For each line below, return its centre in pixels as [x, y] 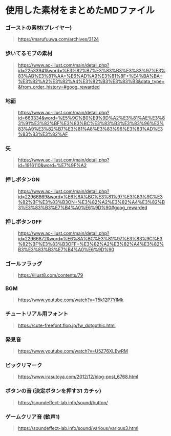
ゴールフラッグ [24, 263]
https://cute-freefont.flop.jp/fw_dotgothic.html [67, 325]
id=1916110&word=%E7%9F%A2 [52, 165]
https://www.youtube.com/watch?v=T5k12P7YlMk [71, 300]
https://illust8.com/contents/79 [50, 275]
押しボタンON [23, 180]
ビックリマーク [24, 365]
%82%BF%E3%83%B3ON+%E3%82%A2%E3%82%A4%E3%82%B [91, 202]
